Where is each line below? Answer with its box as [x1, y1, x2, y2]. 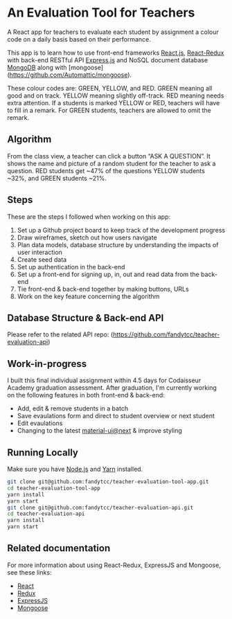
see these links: [7, 568, 52, 576]
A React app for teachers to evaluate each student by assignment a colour [7, 28, 220, 36]
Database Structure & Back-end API [7, 312, 164, 323]
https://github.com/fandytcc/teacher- [113, 330, 220, 339]
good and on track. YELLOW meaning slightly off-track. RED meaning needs [7, 91, 224, 100]
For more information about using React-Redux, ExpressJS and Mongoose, [7, 561, 222, 569]
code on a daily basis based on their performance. [7, 35, 151, 43]
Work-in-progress [7, 358, 87, 370]
